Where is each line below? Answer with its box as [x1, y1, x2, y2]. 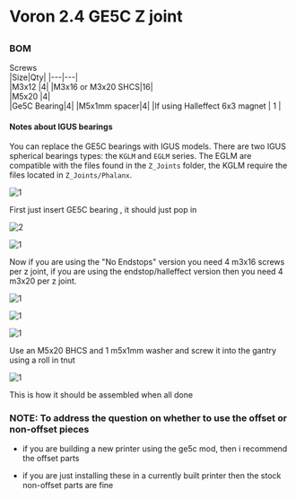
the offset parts [22, 453, 80, 464]
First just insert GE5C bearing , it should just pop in [9, 205, 197, 215]
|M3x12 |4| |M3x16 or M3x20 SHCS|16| [9, 81, 154, 92]
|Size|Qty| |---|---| [9, 72, 79, 83]
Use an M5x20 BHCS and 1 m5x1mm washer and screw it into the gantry [9, 346, 276, 356]
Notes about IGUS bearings [9, 121, 113, 132]
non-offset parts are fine [22, 480, 114, 491]
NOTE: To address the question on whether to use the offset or [9, 412, 287, 425]
